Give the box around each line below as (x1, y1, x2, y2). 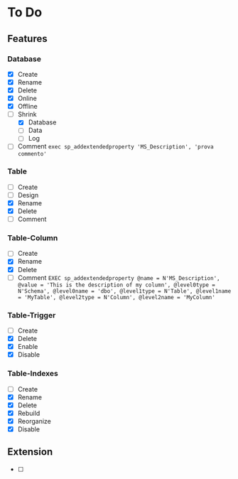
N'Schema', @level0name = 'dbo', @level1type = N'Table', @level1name (17, 287, 232, 295)
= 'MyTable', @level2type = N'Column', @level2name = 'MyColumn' (17, 294, 215, 301)
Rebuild (17, 409, 40, 417)
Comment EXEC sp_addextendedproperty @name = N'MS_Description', (17, 273, 220, 281)
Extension (7, 446, 53, 458)
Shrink (17, 110, 37, 119)
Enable (17, 343, 38, 351)
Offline (17, 102, 38, 111)
